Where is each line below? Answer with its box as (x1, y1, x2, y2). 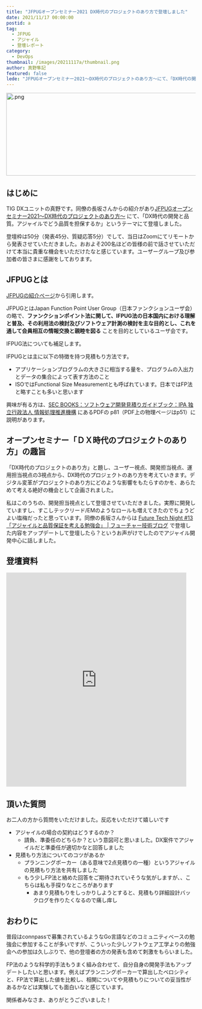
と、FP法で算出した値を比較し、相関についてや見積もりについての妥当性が (6, 976, 191, 983)
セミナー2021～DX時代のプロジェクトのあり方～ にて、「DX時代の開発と (6, 212, 185, 220)
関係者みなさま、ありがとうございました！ (6, 996, 112, 1003)
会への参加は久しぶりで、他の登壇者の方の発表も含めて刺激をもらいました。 (6, 948, 196, 955)
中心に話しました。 (11, 536, 59, 544)
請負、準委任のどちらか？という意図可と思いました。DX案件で (23, 836, 179, 843)
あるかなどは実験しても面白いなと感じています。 (6, 984, 127, 990)
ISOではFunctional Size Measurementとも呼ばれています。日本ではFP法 (14, 380, 193, 388)
